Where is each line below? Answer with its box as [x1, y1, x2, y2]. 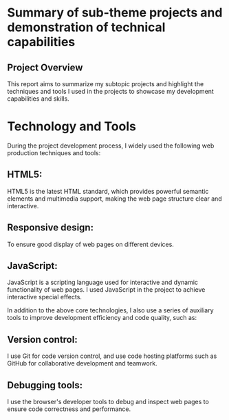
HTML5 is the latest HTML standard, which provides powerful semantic [7, 187, 209, 195]
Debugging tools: [7, 379, 83, 391]
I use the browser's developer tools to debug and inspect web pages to [7, 398, 210, 406]
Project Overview [7, 61, 83, 73]
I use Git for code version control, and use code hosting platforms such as [7, 352, 217, 360]
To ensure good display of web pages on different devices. [7, 240, 174, 248]
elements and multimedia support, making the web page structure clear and [7, 194, 222, 203]
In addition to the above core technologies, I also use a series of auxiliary [7, 306, 215, 314]
